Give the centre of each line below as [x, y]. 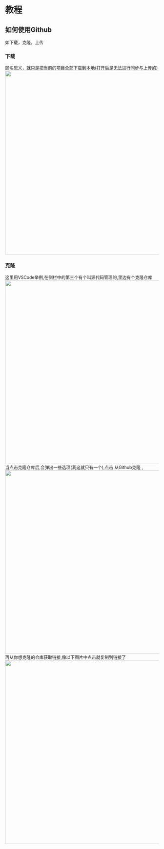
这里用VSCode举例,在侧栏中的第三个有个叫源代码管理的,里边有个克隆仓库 [79, 277]
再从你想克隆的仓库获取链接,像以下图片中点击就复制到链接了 [66, 657]
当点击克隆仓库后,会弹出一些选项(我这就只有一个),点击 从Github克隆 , [74, 467]
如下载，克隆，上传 [24, 42]
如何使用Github [29, 30]
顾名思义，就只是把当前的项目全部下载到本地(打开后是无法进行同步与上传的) [82, 68]
